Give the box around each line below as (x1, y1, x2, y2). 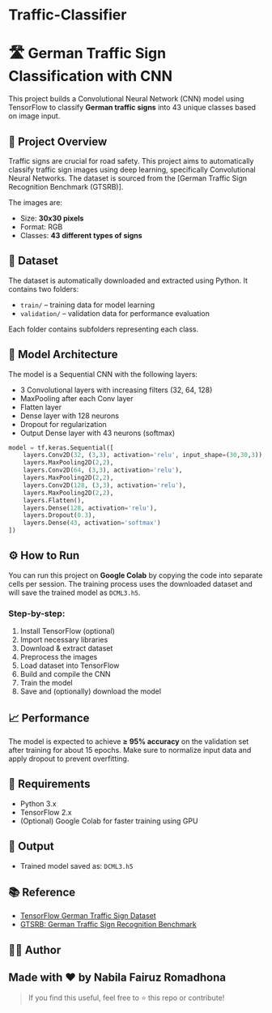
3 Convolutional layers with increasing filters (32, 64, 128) (19, 385, 213, 395)
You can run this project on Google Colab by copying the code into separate (8, 570, 263, 580)
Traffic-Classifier (8, 6, 127, 24)
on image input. (8, 111, 61, 121)
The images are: (8, 197, 63, 207)
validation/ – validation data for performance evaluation (19, 308, 210, 318)
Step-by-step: (8, 608, 66, 619)
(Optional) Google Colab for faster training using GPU (19, 816, 198, 826)
